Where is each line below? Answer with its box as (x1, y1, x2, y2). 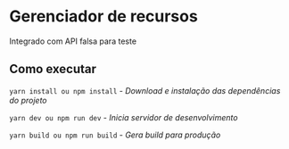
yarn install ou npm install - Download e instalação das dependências (9, 85, 281, 95)
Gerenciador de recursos (9, 6, 198, 27)
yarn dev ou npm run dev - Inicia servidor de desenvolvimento (9, 112, 238, 122)
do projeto (9, 95, 47, 105)
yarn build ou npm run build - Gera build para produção (9, 129, 221, 140)
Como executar (9, 62, 96, 77)
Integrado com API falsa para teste (9, 36, 136, 46)
